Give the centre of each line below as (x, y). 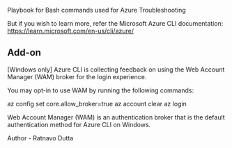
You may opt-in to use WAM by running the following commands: (100, 90)
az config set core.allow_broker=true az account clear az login (97, 104)
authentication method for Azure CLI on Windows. (79, 124)
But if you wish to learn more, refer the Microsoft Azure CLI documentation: (115, 23)
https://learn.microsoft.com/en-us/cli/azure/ (71, 31)
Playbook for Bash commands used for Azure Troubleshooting (96, 10)
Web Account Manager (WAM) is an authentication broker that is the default (116, 117)
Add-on (24, 52)
